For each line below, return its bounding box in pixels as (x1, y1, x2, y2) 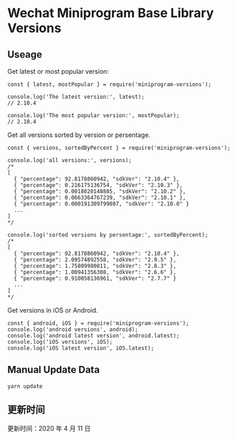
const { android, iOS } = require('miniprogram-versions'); (7, 320, 190, 327)
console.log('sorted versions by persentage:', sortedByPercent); (7, 232, 209, 239)
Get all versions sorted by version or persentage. (7, 131, 151, 139)
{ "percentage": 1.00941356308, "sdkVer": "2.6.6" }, (14, 269, 177, 276)
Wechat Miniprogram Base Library (7, 5, 214, 21)
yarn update (7, 382, 43, 390)
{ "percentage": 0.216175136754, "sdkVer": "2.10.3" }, (14, 182, 183, 189)
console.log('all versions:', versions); (7, 157, 132, 164)
